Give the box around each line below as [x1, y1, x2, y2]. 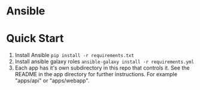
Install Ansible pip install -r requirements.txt [14, 52, 135, 59]
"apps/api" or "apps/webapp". [14, 77, 90, 85]
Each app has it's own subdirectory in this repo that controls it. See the [14, 64, 190, 71]
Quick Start [6, 32, 64, 46]
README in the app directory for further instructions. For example [14, 71, 178, 78]
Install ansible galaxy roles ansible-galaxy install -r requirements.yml [14, 58, 195, 65]
